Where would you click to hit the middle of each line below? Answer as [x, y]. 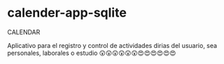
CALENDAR [24, 32]
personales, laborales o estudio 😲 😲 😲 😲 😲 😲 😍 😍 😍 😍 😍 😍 [92, 53]
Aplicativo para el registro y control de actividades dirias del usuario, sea [112, 45]
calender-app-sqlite [67, 13]
